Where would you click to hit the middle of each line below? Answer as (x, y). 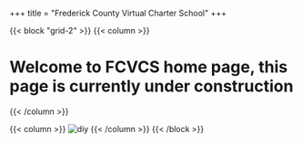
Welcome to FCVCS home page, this (149, 67)
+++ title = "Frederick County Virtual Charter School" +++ (118, 13)
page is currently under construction (151, 86)
